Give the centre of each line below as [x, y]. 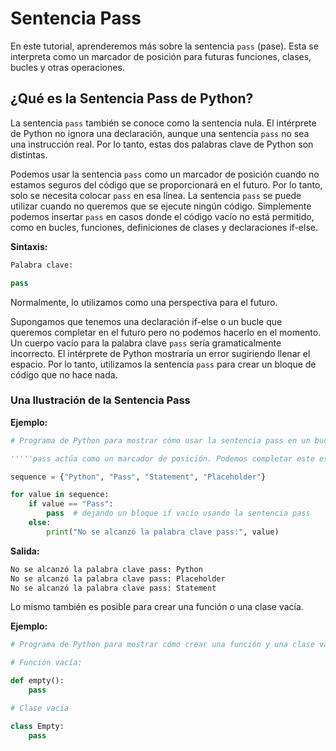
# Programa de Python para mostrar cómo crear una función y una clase [162, 645]
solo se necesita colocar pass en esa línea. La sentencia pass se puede [156, 195]
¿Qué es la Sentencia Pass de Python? [132, 98]
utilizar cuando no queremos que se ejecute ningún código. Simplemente [161, 206]
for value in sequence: [60, 495]
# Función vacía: [46, 663]
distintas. [29, 154]
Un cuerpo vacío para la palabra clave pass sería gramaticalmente [146, 343]
